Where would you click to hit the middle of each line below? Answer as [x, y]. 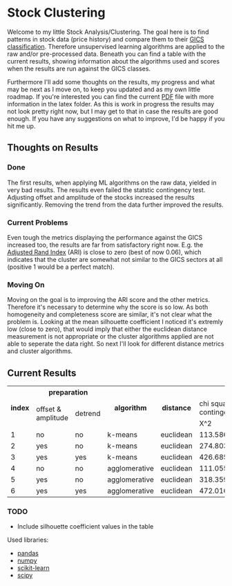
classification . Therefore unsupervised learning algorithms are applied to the [116, 46]
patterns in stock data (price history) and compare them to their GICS [106, 39]
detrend [88, 414]
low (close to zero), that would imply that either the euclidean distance [107, 329]
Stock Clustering [56, 13]
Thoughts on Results [53, 148]
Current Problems [38, 223]
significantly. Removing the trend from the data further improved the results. [115, 205]
